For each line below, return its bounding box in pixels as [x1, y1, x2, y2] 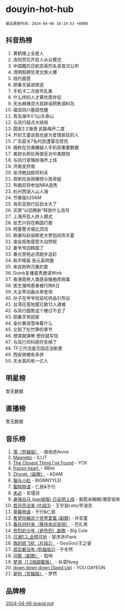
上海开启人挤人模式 [12, 213, 53, 219]
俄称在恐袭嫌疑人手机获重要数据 [12, 144, 79, 150]
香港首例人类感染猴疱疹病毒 [12, 276, 70, 282]
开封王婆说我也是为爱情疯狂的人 [12, 132, 79, 138]
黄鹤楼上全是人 [12, 50, 44, 56]
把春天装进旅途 [12, 81, 44, 87]
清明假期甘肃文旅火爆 [12, 69, 57, 75]
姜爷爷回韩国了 [12, 245, 44, 251]
